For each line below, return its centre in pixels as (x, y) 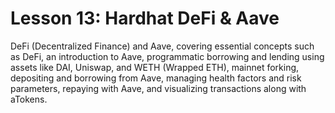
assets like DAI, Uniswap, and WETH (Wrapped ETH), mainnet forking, (155, 67)
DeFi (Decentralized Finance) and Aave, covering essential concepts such (162, 46)
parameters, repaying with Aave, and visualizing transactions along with (158, 88)
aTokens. (29, 99)
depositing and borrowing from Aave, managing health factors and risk (156, 78)
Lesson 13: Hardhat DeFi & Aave (145, 18)
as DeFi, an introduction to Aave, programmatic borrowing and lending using (167, 56)
